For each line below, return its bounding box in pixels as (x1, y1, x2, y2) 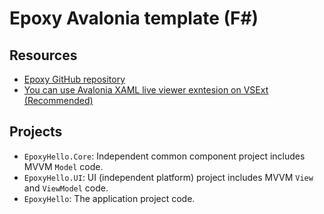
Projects (9, 123, 63, 141)
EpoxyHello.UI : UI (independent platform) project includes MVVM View (23, 171, 314, 183)
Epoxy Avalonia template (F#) (9, 7, 259, 30)
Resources (9, 47, 78, 64)
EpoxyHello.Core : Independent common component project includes (23, 150, 306, 162)
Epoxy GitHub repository (23, 73, 126, 85)
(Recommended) (23, 95, 94, 106)
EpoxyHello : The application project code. (23, 192, 196, 204)
